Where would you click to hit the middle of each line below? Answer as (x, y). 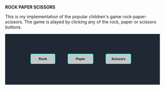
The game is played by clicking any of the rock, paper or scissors (90, 22)
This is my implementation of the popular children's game (63, 16)
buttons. (14, 27)
